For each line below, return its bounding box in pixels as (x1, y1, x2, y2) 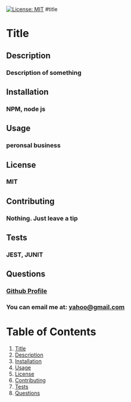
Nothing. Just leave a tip (6, 214, 79, 222)
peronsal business (6, 141, 61, 150)
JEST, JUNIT (6, 250, 43, 259)
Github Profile (6, 287, 48, 295)
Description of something (6, 68, 82, 77)
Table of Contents (6, 325, 96, 338)
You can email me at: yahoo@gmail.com (6, 303, 125, 312)
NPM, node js (6, 105, 46, 113)
